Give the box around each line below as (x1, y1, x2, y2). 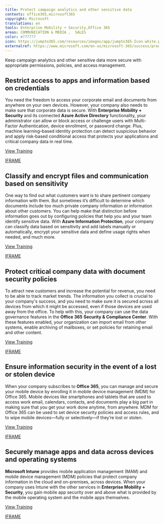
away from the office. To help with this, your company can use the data (5, 309, 148, 315)
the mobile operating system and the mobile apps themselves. (5, 494, 130, 500)
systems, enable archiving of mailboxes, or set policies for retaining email (5, 324, 153, 331)
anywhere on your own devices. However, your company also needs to (5, 102, 148, 108)
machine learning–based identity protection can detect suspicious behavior (5, 128, 157, 134)
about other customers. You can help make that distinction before (5, 208, 137, 214)
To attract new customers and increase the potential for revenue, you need (5, 288, 156, 294)
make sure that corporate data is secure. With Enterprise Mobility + (5, 107, 142, 113)
